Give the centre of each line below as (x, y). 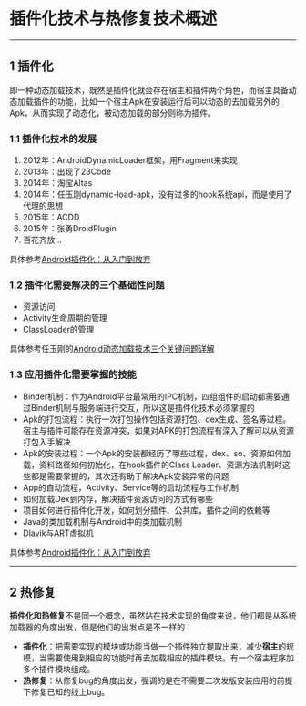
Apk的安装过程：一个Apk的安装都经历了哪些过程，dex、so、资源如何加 (157, 453)
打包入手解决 (46, 442)
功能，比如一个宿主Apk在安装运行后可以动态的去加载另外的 (168, 101)
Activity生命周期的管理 (65, 318)
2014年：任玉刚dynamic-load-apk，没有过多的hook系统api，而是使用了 (158, 194)
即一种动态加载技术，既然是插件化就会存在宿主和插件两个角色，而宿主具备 (149, 90)
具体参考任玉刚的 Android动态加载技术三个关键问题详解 (112, 349)
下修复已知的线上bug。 (66, 692)
